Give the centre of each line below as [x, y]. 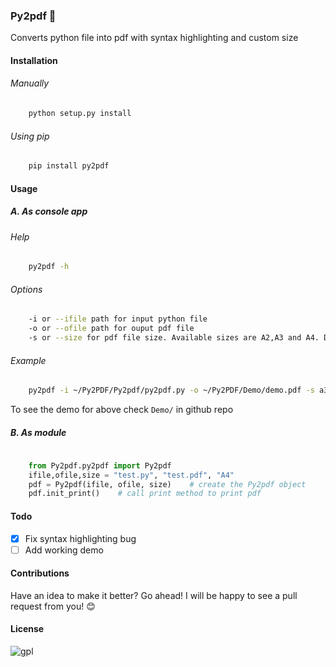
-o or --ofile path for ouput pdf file [111, 329]
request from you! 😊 [53, 606]
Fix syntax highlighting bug [80, 538]
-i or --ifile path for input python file [118, 319]
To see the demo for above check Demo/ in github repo [122, 409]
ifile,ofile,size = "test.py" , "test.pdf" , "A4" [131, 475]
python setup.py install [80, 114]
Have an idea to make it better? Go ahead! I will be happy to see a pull [154, 595]
